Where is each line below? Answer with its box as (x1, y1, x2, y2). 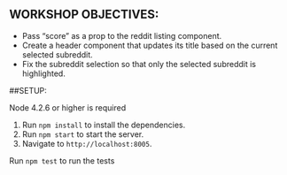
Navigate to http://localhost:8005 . (21, 138, 152, 148)
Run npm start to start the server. (21, 128, 144, 140)
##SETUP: (9, 85, 47, 95)
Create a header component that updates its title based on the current (21, 40, 278, 50)
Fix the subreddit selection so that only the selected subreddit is (21, 58, 257, 69)
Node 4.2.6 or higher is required (9, 102, 127, 113)
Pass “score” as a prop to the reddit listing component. (21, 30, 222, 41)
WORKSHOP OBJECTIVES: (9, 7, 159, 22)
